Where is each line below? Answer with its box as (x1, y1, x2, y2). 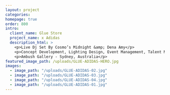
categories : (5, 12, 30, 17)
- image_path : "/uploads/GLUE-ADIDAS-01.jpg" (10, 82, 108, 87)
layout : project (5, 7, 39, 13)
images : (5, 63, 22, 68)
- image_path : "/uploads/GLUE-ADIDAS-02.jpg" (10, 68, 108, 73)
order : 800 (5, 21, 28, 27)
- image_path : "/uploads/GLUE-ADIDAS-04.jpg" (10, 77, 108, 82)
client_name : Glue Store (10, 31, 62, 36)
